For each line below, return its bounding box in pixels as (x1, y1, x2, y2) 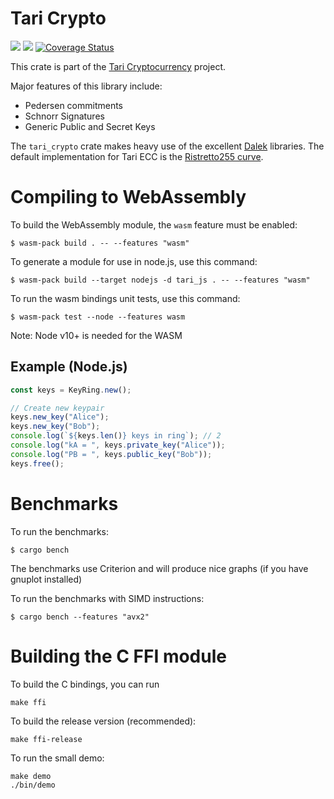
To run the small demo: (10, 752, 105, 764)
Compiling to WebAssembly (10, 186, 247, 209)
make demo (10, 771, 52, 781)
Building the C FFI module (10, 645, 227, 667)
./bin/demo (10, 780, 56, 790)
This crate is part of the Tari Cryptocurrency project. (10, 60, 227, 72)
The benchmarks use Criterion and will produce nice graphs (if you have (10, 562, 309, 574)
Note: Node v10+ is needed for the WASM (10, 329, 183, 341)
